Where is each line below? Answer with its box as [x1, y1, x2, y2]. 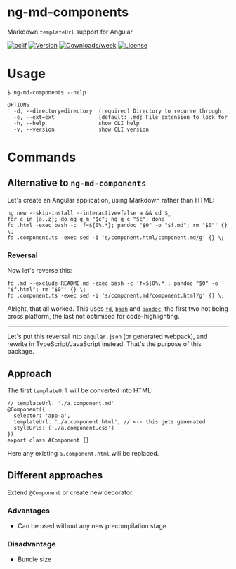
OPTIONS [7, 101, 30, 108]
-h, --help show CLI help [13, 120, 140, 127]
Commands [7, 149, 77, 165]
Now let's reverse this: [7, 267, 72, 275]
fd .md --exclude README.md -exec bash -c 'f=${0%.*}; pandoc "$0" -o [7, 280, 218, 287]
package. [7, 347, 34, 356]
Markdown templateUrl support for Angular [7, 27, 133, 36]
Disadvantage [7, 539, 56, 549]
